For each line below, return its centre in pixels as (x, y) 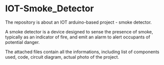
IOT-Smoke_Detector (50, 9)
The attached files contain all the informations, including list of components (82, 52)
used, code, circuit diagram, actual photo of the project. (62, 57)
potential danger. (22, 42)
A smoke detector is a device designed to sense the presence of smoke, (79, 32)
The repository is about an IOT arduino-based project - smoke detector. (79, 22)
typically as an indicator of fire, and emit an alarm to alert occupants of (78, 37)
